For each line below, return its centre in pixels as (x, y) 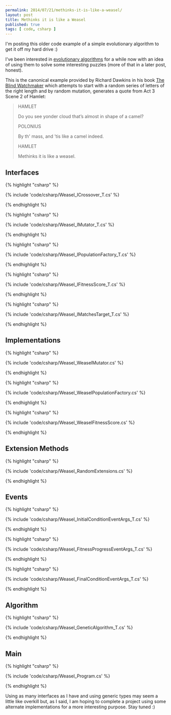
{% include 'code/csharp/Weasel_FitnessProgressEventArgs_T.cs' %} (79, 549)
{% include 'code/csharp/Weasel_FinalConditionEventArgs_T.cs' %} (77, 579)
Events (17, 497)
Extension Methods (37, 448)
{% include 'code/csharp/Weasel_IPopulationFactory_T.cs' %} (71, 254)
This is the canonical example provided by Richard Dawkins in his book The (85, 80)
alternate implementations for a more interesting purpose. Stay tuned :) (80, 707)
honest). (14, 70)
